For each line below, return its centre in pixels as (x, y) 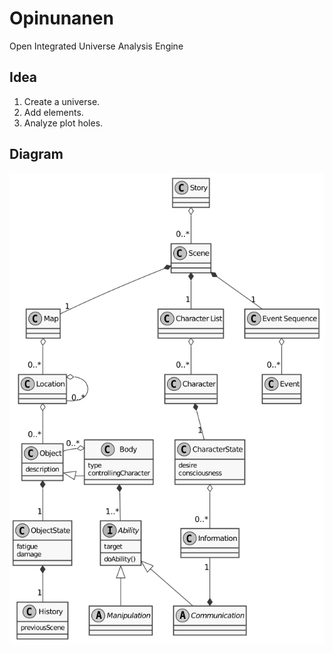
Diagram (36, 154)
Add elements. (53, 112)
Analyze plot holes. (63, 123)
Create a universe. (62, 101)
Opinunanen (61, 18)
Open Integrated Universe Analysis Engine (96, 46)
